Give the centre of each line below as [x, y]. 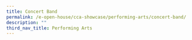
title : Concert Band [32, 11]
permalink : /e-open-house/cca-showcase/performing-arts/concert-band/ [96, 17]
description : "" [26, 22]
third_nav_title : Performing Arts [49, 28]
